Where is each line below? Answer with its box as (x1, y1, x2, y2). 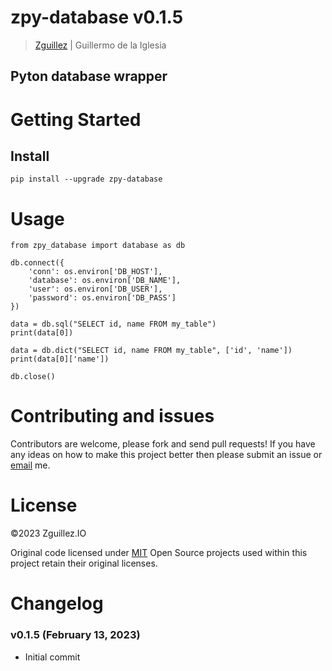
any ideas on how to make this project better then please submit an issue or (10, 449, 323, 461)
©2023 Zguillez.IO (10, 527, 87, 540)
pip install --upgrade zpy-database (10, 174, 163, 185)
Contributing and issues (10, 405, 215, 428)
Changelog (10, 592, 104, 615)
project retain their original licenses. (10, 557, 158, 570)
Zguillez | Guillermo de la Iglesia (34, 39, 167, 51)
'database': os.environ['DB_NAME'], (28, 276, 182, 286)
